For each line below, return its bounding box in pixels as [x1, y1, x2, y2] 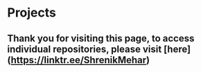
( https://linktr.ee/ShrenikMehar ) [7, 54, 150, 66]
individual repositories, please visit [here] [7, 43, 191, 55]
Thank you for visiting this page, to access [7, 33, 195, 44]
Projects [7, 5, 57, 21]
